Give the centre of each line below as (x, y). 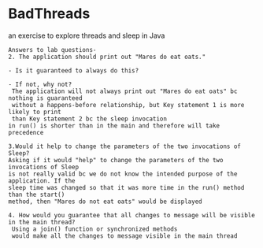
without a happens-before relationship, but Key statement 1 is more (128, 105)
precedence (26, 132)
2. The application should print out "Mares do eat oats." (107, 57)
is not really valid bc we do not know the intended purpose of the (123, 174)
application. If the (42, 181)
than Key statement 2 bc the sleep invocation (89, 119)
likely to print (35, 112)
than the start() (37, 194)
